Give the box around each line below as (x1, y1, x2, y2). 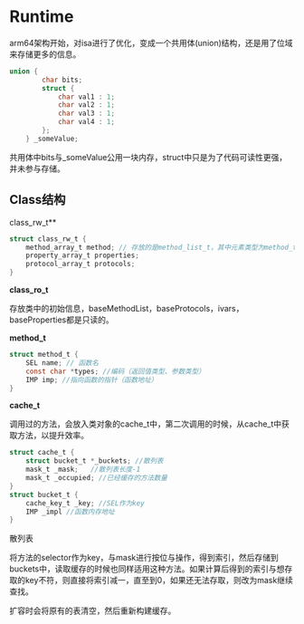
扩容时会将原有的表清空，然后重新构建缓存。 (9, 605, 176, 617)
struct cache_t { (9, 448, 75, 457)
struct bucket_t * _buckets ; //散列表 (25, 456, 164, 466)
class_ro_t (9, 284, 49, 295)
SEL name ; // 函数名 (25, 358, 100, 368)
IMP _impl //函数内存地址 (25, 507, 115, 516)
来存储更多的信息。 (9, 48, 81, 60)
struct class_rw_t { (9, 234, 88, 244)
